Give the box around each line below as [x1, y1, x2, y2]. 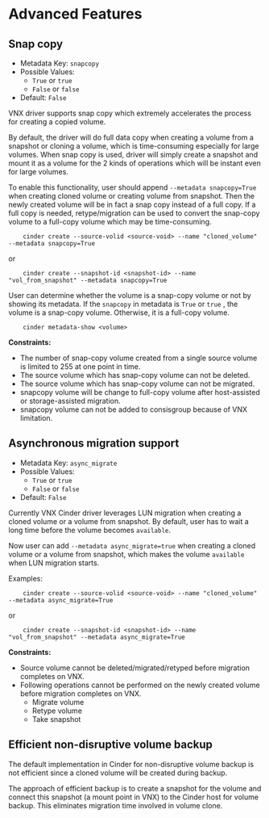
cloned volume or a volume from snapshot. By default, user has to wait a [8, 516, 250, 526]
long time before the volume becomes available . [8, 525, 172, 535]
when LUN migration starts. [8, 558, 100, 568]
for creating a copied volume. [8, 117, 106, 126]
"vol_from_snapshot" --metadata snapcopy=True [8, 276, 168, 284]
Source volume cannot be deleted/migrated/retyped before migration [19, 663, 250, 673]
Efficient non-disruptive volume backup [8, 738, 213, 752]
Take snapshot [31, 714, 81, 724]
